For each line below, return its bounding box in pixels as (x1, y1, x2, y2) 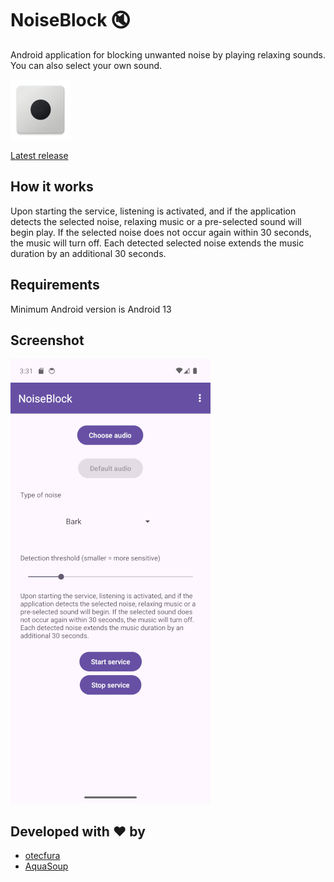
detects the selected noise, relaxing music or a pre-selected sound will (10, 215, 302, 227)
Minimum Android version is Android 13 (10, 303, 172, 315)
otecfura (24, 850, 61, 862)
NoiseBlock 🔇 (10, 9, 131, 32)
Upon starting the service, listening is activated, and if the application (10, 205, 297, 217)
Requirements (10, 277, 100, 294)
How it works (10, 178, 94, 196)
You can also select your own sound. (10, 59, 163, 71)
